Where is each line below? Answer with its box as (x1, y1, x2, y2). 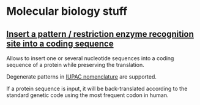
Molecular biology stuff (6, 4, 128, 18)
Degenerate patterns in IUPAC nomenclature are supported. (6, 73, 157, 80)
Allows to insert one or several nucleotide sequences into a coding (6, 55, 174, 62)
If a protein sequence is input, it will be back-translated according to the (6, 85, 188, 92)
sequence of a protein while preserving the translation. (6, 61, 145, 68)
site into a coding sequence (6, 38, 114, 49)
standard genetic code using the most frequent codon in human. (6, 91, 169, 99)
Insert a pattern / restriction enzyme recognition (6, 29, 194, 39)
